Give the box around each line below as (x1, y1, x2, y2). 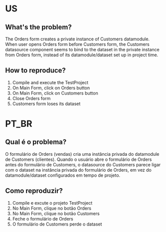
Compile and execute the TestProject (12, 79, 89, 85)
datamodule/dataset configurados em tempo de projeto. (5, 172, 121, 178)
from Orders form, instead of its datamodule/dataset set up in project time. (5, 52, 159, 58)
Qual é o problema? (5, 138, 67, 146)
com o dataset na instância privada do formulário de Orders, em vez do (5, 167, 152, 173)
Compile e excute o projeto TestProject (12, 200, 93, 206)
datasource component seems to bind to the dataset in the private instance (5, 47, 160, 52)
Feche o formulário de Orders (12, 216, 73, 222)
